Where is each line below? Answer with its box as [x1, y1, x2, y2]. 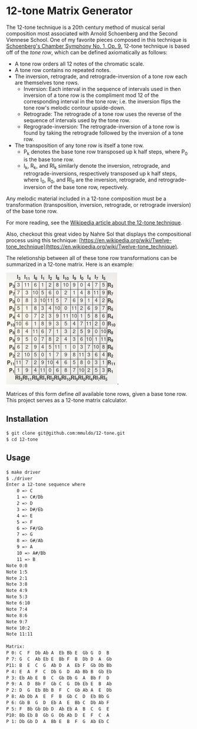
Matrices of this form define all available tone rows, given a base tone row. [6, 390, 188, 398]
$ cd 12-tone [6, 437, 38, 442]
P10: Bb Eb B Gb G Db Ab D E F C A [6, 712, 110, 718]
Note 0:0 [6, 562, 28, 568]
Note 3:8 [6, 581, 28, 587]
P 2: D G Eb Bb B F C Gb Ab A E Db [6, 687, 112, 694]
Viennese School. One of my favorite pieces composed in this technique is [6, 36, 187, 43]
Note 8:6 [6, 613, 28, 619]
